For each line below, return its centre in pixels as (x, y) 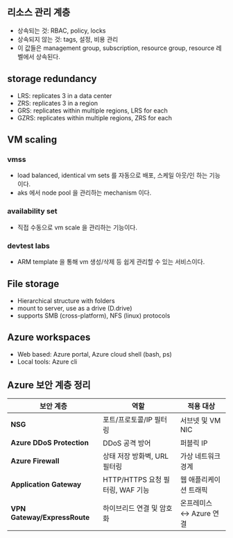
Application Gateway (46, 484)
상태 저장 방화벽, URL (136, 456)
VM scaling (32, 140)
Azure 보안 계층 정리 (49, 385)
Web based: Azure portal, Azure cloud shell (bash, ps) (94, 354)
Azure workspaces (49, 337)
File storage (33, 284)
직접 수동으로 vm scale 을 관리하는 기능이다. (77, 227)
